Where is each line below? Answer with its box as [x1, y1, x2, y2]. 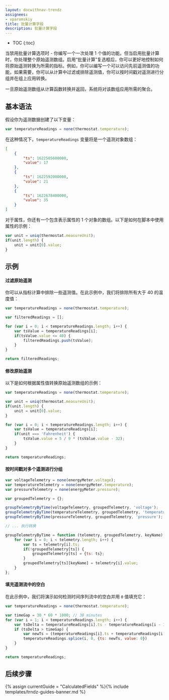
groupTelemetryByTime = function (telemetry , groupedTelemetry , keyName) [5, 533, 163, 538]
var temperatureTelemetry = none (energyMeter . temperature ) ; [5, 482, 134, 487]
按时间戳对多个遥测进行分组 [5, 466, 63, 472]
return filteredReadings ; [5, 357, 59, 362]
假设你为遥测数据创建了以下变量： [5, 116, 76, 122]
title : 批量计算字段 [5, 21, 44, 27]
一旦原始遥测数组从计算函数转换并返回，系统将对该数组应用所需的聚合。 [5, 86, 155, 92]
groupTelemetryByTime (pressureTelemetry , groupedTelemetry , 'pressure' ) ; [5, 514, 163, 519]
